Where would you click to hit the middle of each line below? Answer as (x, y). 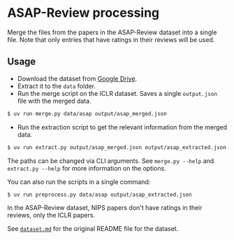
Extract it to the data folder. (57, 86)
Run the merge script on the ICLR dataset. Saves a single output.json (117, 93)
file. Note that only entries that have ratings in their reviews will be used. (111, 39)
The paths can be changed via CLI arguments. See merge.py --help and (111, 161)
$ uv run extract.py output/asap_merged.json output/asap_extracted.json (117, 147)
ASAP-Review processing (83, 13)
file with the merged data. (54, 101)
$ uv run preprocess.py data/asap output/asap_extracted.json (100, 195)
